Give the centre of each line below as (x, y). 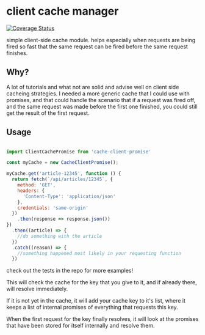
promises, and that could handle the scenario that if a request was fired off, (101, 100)
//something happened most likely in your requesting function (99, 253)
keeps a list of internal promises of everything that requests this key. (92, 307)
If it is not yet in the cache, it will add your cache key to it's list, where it (96, 301)
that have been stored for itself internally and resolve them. (81, 326)
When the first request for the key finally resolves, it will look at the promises (103, 319)
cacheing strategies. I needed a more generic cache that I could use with (98, 94)
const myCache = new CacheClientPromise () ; (63, 163)
